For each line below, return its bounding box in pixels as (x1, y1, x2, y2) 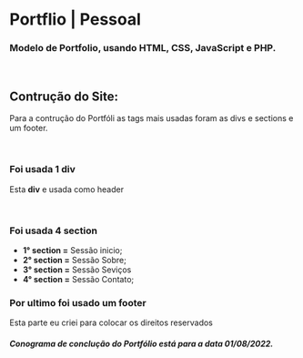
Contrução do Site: (9, 88, 118, 104)
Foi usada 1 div (9, 163, 76, 176)
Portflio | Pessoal (9, 9, 141, 30)
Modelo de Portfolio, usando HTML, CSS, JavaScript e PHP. (9, 42, 277, 55)
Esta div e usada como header (9, 183, 125, 195)
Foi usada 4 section (9, 224, 98, 237)
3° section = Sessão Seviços (22, 264, 132, 275)
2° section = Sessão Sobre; (22, 254, 127, 265)
